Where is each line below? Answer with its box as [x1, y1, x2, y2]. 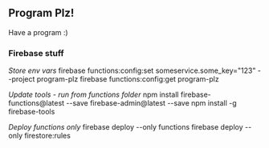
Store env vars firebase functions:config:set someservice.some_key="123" [8, 66, 256, 75]
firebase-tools [8, 107, 55, 117]
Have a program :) [8, 27, 68, 37]
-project [8, 74, 35, 84]
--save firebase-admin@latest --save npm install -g [66, 98, 237, 108]
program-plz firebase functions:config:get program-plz [36, 74, 219, 84]
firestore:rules [23, 131, 71, 141]
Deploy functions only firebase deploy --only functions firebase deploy [8, 122, 243, 132]
